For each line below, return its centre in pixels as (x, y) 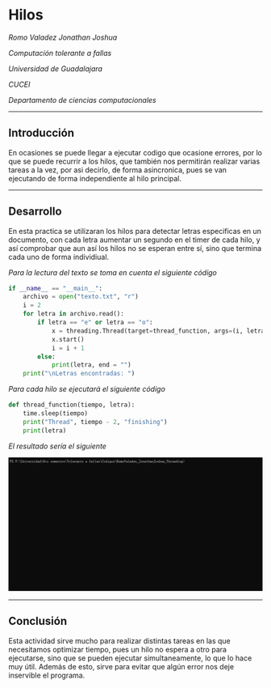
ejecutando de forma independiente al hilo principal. (95, 178)
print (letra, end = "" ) (91, 365)
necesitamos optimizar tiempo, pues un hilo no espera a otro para (118, 649)
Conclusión (38, 621)
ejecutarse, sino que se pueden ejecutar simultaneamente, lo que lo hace (130, 658)
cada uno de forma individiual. (59, 257)
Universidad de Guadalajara (56, 68)
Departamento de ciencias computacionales (82, 100)
